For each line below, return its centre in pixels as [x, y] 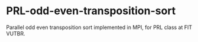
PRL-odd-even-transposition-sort [91, 11]
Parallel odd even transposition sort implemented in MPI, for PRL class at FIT [99, 27]
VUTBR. [16, 33]
